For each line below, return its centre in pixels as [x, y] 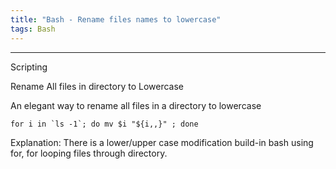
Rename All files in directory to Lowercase [97, 86]
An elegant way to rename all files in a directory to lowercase [136, 105]
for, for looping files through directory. [89, 153]
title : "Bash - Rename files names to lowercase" [116, 19]
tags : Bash [33, 29]
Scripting [29, 67]
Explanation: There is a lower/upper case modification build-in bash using [162, 142]
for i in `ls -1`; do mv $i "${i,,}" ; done [104, 124]
